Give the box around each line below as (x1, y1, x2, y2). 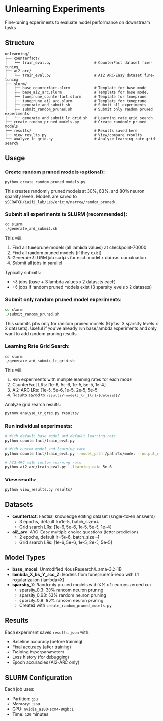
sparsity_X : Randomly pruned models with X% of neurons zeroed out (12, 582, 151, 587)
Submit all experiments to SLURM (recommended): (5, 211, 128, 218)
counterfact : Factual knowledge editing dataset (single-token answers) (12, 514, 155, 519)
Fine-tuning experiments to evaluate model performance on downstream (5, 19, 150, 25)
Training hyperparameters (12, 649, 65, 655)
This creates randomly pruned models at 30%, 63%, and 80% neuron (5, 189, 145, 194)
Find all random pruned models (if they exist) (12, 250, 102, 256)
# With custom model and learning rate (5, 447, 86, 452)
